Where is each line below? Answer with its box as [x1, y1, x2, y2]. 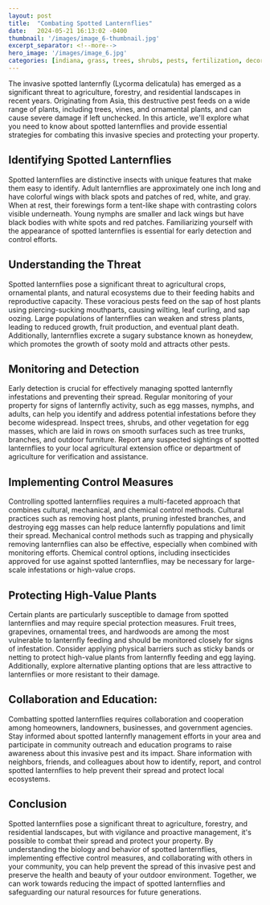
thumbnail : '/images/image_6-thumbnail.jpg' [8, 34, 160, 43]
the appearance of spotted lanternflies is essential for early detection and [8, 226, 252, 236]
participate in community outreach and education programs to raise [8, 739, 232, 749]
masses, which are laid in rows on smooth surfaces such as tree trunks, [8, 426, 246, 436]
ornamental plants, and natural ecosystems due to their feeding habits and [8, 287, 255, 298]
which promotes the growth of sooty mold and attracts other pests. [8, 339, 231, 348]
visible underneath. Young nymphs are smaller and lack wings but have [8, 208, 244, 218]
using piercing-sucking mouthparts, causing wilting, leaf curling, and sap [8, 305, 251, 315]
